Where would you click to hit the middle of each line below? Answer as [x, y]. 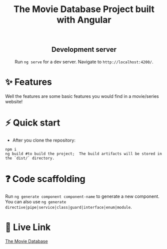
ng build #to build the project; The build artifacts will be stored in [84, 154]
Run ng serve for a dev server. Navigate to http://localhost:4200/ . [84, 62]
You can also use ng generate [36, 201]
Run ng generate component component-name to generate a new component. [82, 196]
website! [14, 101]
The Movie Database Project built [84, 9]
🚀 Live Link [28, 227]
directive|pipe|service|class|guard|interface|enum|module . [68, 207]
